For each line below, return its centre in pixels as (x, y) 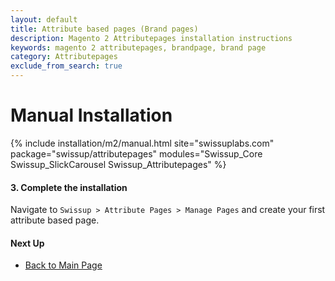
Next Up (27, 243)
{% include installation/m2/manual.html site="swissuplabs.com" (142, 143)
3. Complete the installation (69, 187)
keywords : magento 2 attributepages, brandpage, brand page (138, 47)
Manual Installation (91, 115)
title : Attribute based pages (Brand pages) (104, 29)
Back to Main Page (63, 265)
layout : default (44, 19)
